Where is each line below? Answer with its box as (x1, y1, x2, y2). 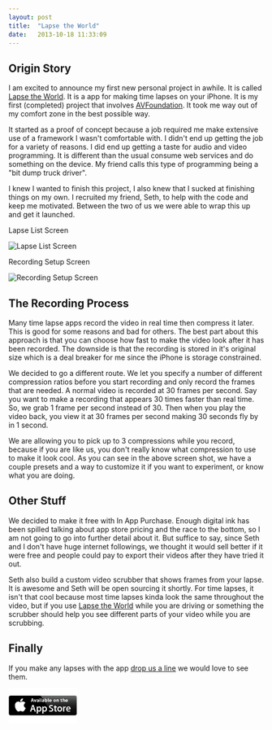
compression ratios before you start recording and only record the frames (8, 377, 256, 387)
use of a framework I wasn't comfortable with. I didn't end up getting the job (8, 133, 264, 143)
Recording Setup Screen (8, 257, 91, 267)
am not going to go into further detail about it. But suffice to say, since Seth (8, 533, 260, 543)
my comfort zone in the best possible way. (8, 109, 150, 119)
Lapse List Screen (8, 225, 69, 235)
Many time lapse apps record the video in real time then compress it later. (8, 318, 254, 327)
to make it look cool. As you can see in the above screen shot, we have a (8, 453, 252, 463)
